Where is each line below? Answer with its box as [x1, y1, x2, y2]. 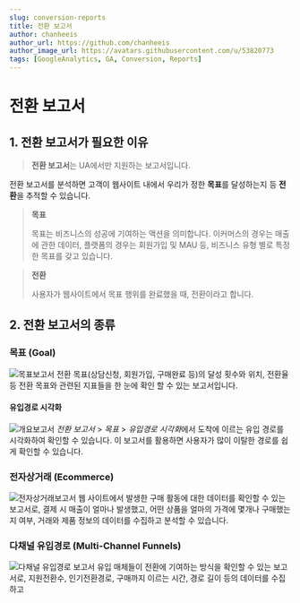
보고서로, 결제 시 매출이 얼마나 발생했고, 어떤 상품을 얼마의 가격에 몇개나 [9, 504, 260, 515]
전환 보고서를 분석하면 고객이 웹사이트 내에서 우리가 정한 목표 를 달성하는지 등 [9, 179, 278, 189]
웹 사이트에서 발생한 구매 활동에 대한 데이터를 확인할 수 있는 [77, 493, 287, 504]
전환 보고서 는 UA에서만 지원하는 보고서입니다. [30, 160, 191, 170]
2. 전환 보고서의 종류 [9, 317, 116, 332]
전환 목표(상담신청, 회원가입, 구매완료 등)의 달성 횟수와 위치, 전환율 [56, 368, 289, 379]
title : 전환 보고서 [9, 22, 73, 30]
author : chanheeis [9, 30, 78, 39]
